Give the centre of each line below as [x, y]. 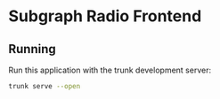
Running [33, 49]
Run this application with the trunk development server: [110, 70]
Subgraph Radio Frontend [105, 16]
